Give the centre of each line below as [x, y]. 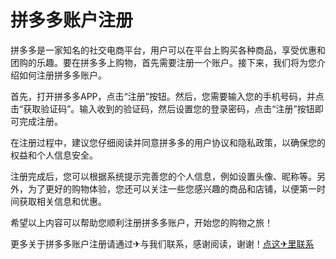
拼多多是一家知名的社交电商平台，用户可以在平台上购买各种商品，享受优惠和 [168, 50]
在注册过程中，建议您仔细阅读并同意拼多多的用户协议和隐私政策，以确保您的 [168, 142]
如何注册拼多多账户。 [62, 75]
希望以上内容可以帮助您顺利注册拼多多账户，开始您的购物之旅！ [141, 222]
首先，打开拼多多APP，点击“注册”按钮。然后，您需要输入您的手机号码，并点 [167, 96]
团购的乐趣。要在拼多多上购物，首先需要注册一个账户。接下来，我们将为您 [163, 62]
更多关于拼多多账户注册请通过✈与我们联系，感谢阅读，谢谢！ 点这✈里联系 [162, 243]
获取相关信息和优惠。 [62, 201]
